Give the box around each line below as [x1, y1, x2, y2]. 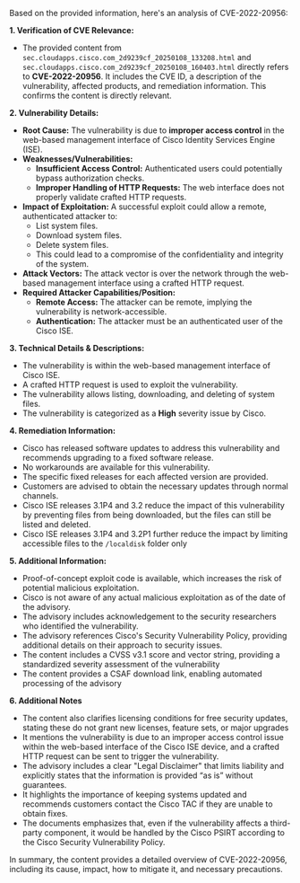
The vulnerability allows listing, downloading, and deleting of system [21, 389, 275, 399]
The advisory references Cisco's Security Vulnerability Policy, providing [21, 631, 287, 640]
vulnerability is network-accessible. [35, 306, 167, 317]
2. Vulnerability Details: [9, 108, 99, 118]
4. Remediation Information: [9, 426, 116, 436]
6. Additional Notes [9, 695, 82, 706]
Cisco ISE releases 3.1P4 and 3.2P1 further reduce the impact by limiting [21, 529, 288, 539]
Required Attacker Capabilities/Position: [21, 287, 176, 297]
